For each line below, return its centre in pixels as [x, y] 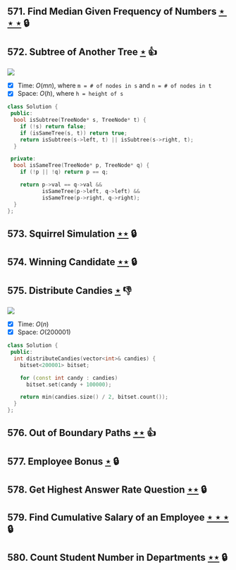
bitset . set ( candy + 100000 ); [69, 384]
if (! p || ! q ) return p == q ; [64, 172]
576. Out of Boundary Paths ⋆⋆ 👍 [82, 433]
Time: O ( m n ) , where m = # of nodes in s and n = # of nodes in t [114, 86]
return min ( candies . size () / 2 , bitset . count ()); [94, 397]
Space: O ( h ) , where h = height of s [70, 94]
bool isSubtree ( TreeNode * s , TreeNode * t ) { [80, 120]
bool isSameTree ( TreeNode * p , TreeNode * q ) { [82, 166]
